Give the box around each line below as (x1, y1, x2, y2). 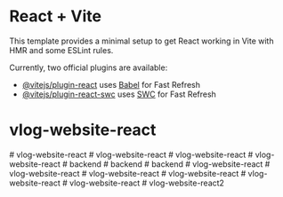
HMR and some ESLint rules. (9, 44, 114, 55)
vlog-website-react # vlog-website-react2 (69, 177, 225, 188)
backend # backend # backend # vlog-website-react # (69, 158, 271, 169)
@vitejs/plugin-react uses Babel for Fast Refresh (21, 79, 201, 90)
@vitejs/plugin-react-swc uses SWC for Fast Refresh (21, 89, 216, 99)
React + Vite (9, 6, 102, 27)
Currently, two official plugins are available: (9, 62, 168, 73)
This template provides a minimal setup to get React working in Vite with (9, 35, 274, 46)
